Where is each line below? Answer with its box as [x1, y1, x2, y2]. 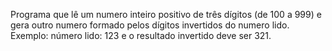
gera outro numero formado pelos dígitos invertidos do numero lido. [10, 19, 290, 31]
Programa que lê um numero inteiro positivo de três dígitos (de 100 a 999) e [10, 9, 322, 20]
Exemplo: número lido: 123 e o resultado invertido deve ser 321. [10, 30, 272, 41]
